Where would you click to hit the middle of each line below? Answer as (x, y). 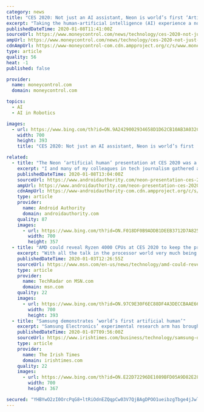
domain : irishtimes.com (53, 360)
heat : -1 (17, 62)
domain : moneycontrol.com (45, 91)
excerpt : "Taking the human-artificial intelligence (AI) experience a (99, 23)
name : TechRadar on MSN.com (58, 282)
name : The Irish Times (51, 355)
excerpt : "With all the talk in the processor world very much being (107, 253)
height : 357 (43, 242)
